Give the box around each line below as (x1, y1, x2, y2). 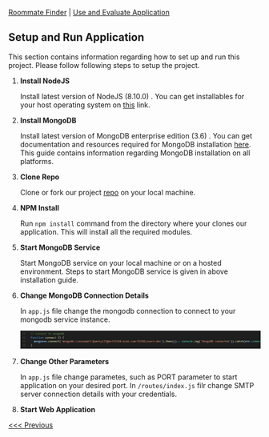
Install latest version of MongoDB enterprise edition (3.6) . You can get (19, 130, 253, 140)
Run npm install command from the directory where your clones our (19, 218, 247, 228)
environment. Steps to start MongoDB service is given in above (19, 267, 228, 276)
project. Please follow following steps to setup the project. (8, 60, 200, 70)
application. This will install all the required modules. (19, 227, 193, 236)
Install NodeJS (19, 76, 70, 86)
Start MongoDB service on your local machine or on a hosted (19, 258, 222, 267)
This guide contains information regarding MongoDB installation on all (19, 148, 251, 158)
